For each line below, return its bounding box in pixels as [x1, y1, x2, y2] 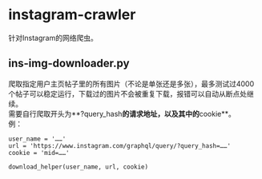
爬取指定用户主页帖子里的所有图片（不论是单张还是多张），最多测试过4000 [8, 78, 255, 89]
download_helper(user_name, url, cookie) [8, 162, 149, 171]
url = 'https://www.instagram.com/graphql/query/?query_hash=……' [8, 141, 231, 149]
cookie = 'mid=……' [8, 149, 70, 157]
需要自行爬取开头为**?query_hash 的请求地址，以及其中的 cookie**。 [8, 109, 236, 118]
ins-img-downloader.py [8, 57, 130, 70]
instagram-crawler [8, 6, 136, 24]
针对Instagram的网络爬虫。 [8, 33, 98, 42]
